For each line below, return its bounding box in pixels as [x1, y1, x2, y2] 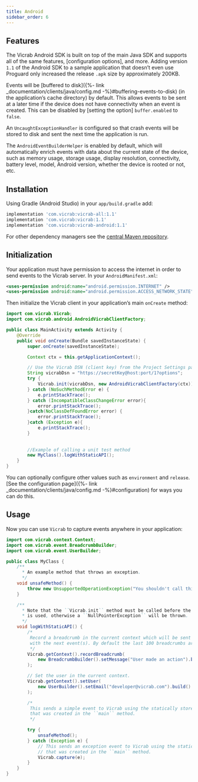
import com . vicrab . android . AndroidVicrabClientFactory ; [6, 316, 146, 322]
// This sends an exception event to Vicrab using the [37, 743, 176, 749]
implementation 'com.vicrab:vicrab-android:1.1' [6, 222, 128, 228]
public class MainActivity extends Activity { [6, 327, 123, 333]
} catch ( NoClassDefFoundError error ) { [27, 408, 123, 414]
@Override [16, 332, 41, 338]
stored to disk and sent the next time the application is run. [6, 131, 149, 138]
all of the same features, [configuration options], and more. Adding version [6, 58, 187, 65]
